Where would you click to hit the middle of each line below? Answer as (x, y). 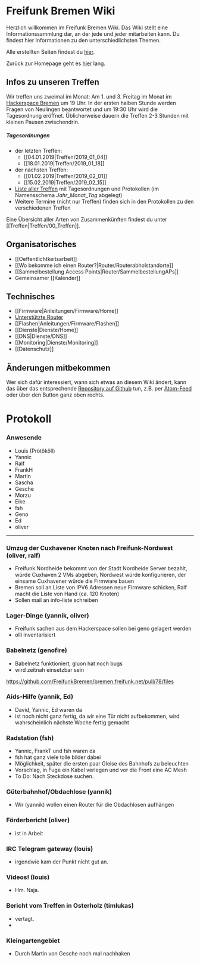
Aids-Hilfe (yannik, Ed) (40, 697)
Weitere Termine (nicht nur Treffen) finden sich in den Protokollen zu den (104, 201)
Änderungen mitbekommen (58, 368)
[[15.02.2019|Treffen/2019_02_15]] (65, 182)
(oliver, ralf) (23, 555)
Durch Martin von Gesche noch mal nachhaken (72, 953)
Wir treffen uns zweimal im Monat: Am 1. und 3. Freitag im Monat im (89, 96)
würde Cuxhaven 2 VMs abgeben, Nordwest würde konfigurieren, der (100, 574)
